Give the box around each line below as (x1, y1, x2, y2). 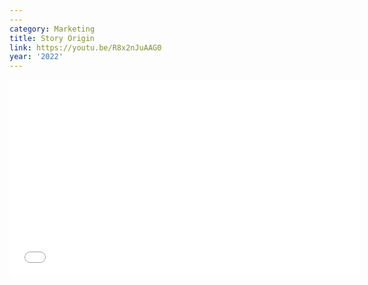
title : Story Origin (9, 33, 96, 43)
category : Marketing (9, 24, 96, 34)
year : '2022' (9, 52, 64, 62)
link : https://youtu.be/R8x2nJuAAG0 (9, 42, 162, 53)
